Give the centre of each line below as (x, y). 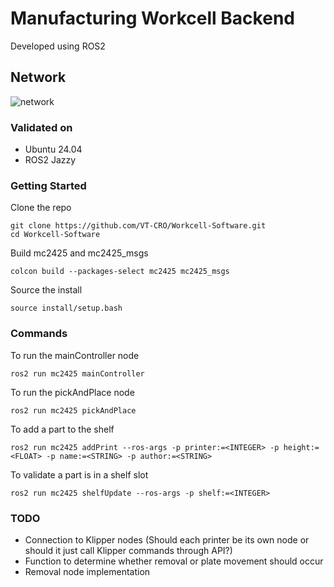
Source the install (46, 290)
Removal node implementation (87, 571)
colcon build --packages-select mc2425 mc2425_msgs (120, 272)
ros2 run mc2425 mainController (77, 373)
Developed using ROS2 (58, 46)
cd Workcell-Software (55, 235)
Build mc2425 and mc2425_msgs (79, 253)
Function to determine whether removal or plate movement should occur (174, 561)
